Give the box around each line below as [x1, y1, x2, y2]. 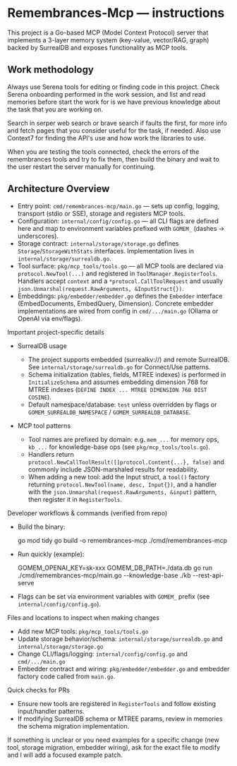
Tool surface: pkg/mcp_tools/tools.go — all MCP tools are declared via [17, 261, 224, 270]
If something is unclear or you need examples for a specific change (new [7, 736, 220, 744]
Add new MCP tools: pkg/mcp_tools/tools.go [17, 627, 149, 635]
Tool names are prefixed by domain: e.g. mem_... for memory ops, [28, 435, 219, 443]
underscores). [17, 232, 59, 240]
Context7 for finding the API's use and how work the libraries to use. [7, 133, 206, 142]
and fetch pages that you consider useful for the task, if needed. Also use [7, 126, 221, 135]
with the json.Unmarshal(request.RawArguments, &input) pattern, [28, 487, 217, 496]
